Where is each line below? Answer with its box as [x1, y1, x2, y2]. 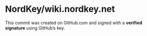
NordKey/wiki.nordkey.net [5, 3, 116, 15]
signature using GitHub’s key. [5, 25, 65, 31]
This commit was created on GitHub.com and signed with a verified [5, 20, 143, 26]
